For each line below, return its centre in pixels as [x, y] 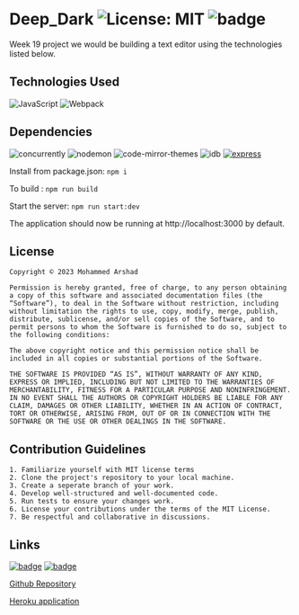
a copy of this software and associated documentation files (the [136, 296]
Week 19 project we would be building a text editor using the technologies [146, 44]
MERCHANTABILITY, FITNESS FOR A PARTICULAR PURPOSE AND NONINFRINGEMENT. [150, 390]
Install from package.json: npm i [68, 171]
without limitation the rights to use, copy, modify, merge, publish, [144, 312]
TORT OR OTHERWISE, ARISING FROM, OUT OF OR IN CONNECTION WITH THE [140, 414]
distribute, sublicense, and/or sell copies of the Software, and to [142, 319]
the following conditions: [60, 335]
